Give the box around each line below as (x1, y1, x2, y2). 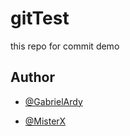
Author (10, 69, 55, 86)
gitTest (10, 7, 70, 30)
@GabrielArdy (24, 95, 83, 107)
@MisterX (24, 115, 67, 127)
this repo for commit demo (10, 40, 120, 52)
